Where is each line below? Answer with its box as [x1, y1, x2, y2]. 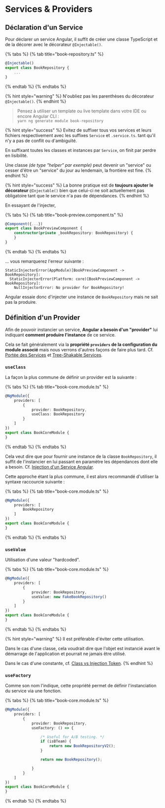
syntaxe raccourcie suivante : [5, 478, 65, 484]
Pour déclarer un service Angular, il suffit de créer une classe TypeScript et [5, 36, 158, 42]
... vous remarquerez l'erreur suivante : [5, 258, 84, 264]
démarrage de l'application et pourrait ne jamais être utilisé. [5, 651, 127, 657]
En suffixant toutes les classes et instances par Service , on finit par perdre [5, 147, 156, 153]
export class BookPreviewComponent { [5, 226, 83, 231]
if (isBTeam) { [40, 739, 71, 744]
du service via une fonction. [5, 688, 62, 694]
